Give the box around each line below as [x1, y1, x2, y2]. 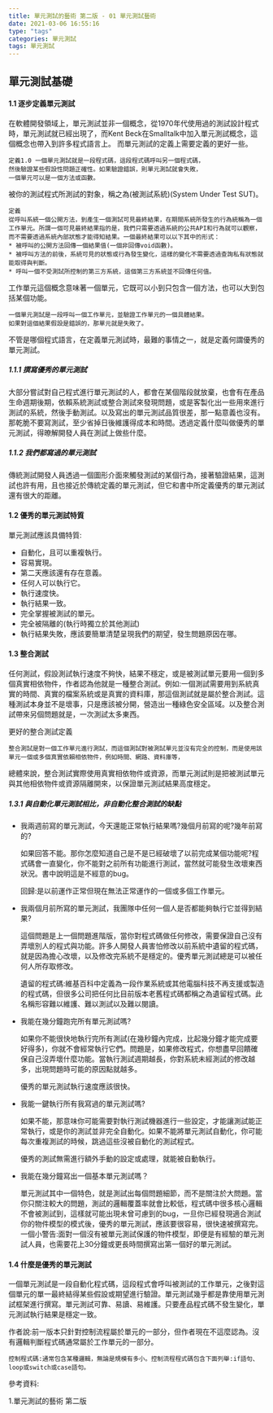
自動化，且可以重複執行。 [19, 547, 106, 557]
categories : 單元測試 [8, 34, 77, 43]
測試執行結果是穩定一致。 [15, 1310, 102, 1319]
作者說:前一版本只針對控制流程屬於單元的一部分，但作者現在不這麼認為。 [8, 1327, 253, 1336]
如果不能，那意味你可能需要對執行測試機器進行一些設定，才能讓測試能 [19, 1117, 256, 1126]
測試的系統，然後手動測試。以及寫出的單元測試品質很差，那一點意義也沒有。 [8, 407, 265, 417]
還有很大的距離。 [8, 490, 66, 500]
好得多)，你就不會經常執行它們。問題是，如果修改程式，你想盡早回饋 [19, 1044, 251, 1054]
